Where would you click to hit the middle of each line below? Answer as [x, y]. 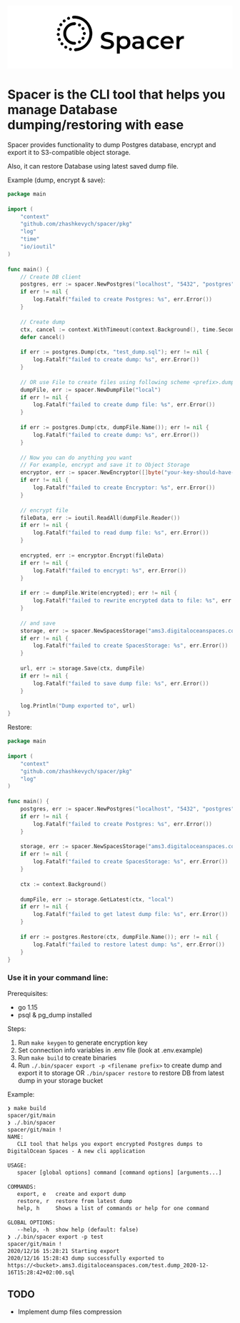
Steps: [17, 1028]
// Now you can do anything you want [76, 458]
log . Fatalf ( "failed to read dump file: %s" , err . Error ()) [121, 533]
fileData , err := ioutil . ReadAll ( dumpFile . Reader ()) [100, 518]
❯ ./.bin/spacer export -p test [55, 1237]
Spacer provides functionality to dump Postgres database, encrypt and [112, 144]
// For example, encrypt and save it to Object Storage [105, 465]
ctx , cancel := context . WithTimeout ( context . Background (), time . [120, 330]
